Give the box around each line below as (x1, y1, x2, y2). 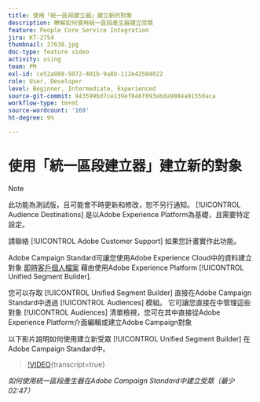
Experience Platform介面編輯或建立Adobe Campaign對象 (8, 317, 192, 326)
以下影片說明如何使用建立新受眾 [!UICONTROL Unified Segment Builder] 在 (8, 334, 251, 343)
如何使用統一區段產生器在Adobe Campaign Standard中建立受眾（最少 (8, 375, 235, 385)
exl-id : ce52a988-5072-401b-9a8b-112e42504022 (8, 70, 163, 78)
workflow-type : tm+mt (8, 99, 79, 107)
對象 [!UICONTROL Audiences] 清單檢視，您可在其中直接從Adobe (8, 308, 221, 317)
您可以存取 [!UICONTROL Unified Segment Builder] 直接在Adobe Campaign (8, 288, 252, 297)
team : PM (8, 63, 37, 71)
